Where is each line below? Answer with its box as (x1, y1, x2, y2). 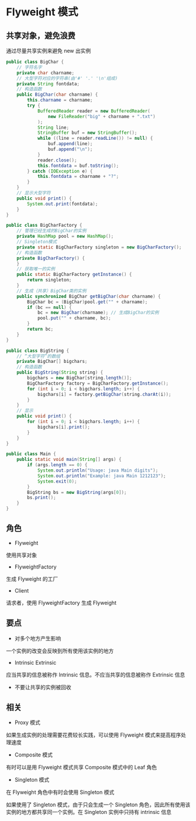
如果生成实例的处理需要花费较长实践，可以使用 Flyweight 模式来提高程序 (6, 732, 181, 739)
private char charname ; (16, 70, 75, 76)
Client (14, 587, 29, 594)
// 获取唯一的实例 (16, 266, 56, 272)
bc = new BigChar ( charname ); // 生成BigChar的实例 (37, 309, 159, 316)
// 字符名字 (16, 64, 42, 70)
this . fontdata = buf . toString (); (37, 163, 119, 169)
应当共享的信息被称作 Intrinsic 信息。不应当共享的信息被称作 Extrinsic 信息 (6, 671, 185, 678)
